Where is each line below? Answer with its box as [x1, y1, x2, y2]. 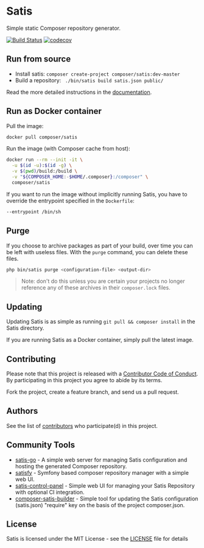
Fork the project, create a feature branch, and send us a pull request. [6, 388, 180, 396]
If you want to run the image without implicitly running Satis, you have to [6, 190, 188, 197]
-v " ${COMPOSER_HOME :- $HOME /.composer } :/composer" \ [12, 174, 149, 180]
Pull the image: [6, 122, 44, 129]
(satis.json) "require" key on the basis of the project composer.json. [15, 501, 185, 508]
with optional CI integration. [15, 488, 85, 496]
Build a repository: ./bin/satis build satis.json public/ [15, 76, 164, 84]
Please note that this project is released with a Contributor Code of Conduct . [6, 370, 199, 377]
